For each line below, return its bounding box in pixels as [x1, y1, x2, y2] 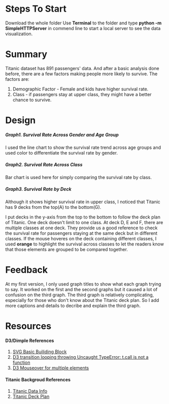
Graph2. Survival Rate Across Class [5, 161, 83, 168]
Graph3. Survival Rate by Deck [5, 186, 72, 192]
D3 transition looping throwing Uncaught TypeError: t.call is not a [12, 354, 149, 360]
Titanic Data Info [12, 388, 47, 394]
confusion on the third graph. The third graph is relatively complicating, [5, 292, 154, 298]
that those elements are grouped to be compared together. [5, 246, 128, 252]
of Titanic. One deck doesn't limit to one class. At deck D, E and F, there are [5, 219, 163, 225]
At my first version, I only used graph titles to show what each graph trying [5, 281, 161, 287]
